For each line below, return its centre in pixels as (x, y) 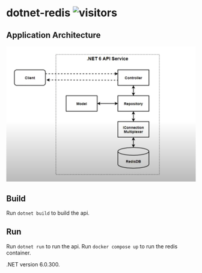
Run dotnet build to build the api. (48, 213)
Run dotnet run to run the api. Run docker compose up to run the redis (92, 246)
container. (19, 253)
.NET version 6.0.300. (33, 264)
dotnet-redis (38, 13)
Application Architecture (54, 35)
